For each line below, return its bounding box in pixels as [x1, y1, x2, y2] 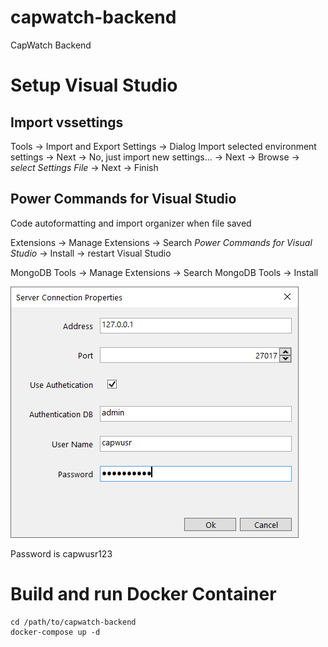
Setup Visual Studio [10, 74, 178, 97]
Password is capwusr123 [10, 547, 113, 560]
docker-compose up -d [10, 627, 101, 637]
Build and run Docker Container [10, 582, 277, 605]
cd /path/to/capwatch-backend [10, 617, 137, 627]
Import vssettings [10, 114, 124, 131]
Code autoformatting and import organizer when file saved [10, 217, 252, 229]
